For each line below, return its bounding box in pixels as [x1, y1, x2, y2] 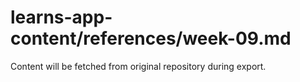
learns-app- [10, 6, 113, 29]
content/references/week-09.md [10, 27, 292, 50]
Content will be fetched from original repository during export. [10, 60, 267, 72]
